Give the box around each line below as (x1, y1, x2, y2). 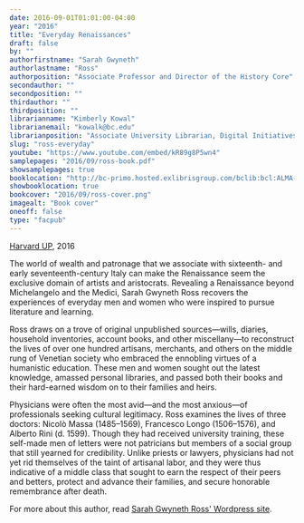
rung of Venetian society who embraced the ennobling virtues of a (9, 353, 257, 363)
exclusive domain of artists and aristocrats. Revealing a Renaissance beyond (9, 277, 295, 288)
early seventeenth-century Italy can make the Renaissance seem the (9, 267, 266, 278)
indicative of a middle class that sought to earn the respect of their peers (9, 466, 281, 477)
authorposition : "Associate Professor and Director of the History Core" (9, 73, 294, 82)
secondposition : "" (9, 89, 83, 98)
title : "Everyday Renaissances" (9, 30, 131, 39)
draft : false (9, 38, 59, 48)
